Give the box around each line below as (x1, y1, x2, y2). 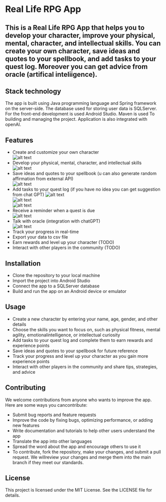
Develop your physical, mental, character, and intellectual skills (12, 160, 142, 166)
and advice (12, 369, 36, 375)
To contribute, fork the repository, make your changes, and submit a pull (12, 449, 161, 455)
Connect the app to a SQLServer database (12, 283, 100, 289)
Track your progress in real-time (12, 229, 79, 235)
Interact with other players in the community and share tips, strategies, (12, 363, 158, 370)
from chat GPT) (12, 192, 44, 198)
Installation (5, 259, 41, 267)
